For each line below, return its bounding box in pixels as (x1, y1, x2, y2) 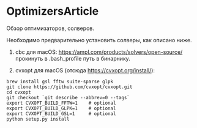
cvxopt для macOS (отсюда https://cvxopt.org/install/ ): (15, 66, 155, 74)
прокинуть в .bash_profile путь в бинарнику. (15, 55, 130, 62)
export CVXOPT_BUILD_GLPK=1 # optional (6, 105, 116, 111)
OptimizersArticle (6, 4, 99, 18)
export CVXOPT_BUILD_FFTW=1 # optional (6, 100, 116, 106)
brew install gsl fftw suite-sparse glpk (6, 78, 114, 85)
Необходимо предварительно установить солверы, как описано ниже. (6, 36, 192, 43)
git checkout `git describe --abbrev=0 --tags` (6, 94, 130, 100)
